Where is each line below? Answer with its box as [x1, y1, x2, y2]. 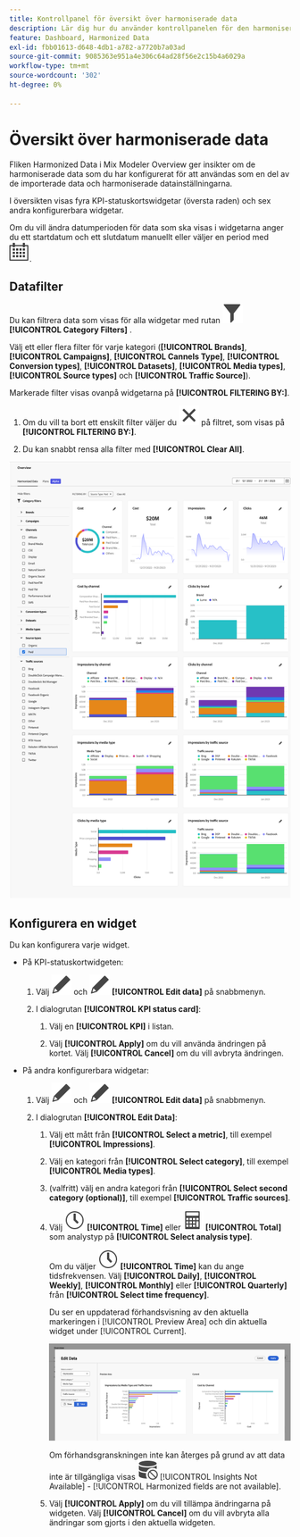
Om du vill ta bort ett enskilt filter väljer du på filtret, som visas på [21, 417, 286, 428]
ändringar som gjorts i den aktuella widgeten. [48, 1517, 216, 1528]
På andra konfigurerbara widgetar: [21, 1065, 150, 1076]
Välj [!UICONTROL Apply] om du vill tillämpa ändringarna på [48, 1499, 271, 1509]
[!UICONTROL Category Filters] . [9, 324, 132, 335]
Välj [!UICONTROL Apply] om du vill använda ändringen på [48, 1039, 267, 1049]
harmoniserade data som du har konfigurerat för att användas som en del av [9, 168, 290, 179]
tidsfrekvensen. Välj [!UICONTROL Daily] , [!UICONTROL [48, 1271, 257, 1282]
